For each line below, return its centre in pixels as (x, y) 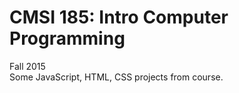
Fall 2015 (27, 66)
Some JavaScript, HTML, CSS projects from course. (116, 77)
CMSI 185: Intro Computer (119, 17)
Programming (67, 38)
